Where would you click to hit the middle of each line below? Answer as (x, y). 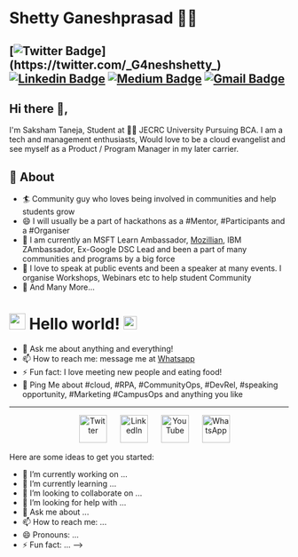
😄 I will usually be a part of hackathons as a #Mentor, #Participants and (153, 221)
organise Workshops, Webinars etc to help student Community (137, 278)
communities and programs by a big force (98, 259)
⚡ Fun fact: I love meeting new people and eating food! (122, 372)
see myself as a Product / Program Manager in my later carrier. (124, 149)
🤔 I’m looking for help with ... (74, 503)
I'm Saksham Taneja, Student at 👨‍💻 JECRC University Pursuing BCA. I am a (146, 130)
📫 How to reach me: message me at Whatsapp (108, 359)
